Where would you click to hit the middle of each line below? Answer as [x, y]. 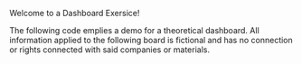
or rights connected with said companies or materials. [110, 50]
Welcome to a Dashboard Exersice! [75, 13]
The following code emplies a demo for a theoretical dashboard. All [134, 30]
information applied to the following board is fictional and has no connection [151, 40]
